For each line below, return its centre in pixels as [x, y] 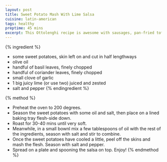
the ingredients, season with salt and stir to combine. [67, 134]
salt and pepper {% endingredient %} [51, 88]
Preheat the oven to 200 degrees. [47, 108]
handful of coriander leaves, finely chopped [57, 72]
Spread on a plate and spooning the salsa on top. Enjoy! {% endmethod [85, 150]
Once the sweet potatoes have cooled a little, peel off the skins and [81, 139]
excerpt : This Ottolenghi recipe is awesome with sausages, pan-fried [80, 33]
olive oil [20, 62]
